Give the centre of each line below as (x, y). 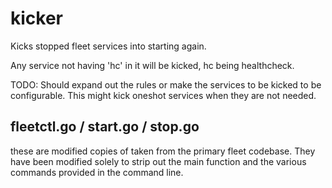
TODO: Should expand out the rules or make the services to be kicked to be (166, 84)
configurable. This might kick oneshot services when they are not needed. (163, 95)
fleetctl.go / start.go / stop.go (105, 127)
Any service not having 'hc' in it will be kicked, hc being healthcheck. (152, 65)
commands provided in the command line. (97, 172)
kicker (36, 18)
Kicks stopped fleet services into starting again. (108, 46)
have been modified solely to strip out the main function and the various (158, 161)
